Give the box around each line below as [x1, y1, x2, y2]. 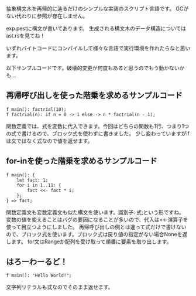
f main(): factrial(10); [6, 106, 67, 113]
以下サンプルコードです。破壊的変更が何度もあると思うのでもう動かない [6, 64, 180, 72]
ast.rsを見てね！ [6, 32, 46, 39]
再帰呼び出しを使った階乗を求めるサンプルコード [6, 90, 183, 101]
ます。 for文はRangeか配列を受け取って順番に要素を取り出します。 [11, 238, 172, 245]
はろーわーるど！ [6, 257, 68, 267]
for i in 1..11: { [16, 182, 61, 188]
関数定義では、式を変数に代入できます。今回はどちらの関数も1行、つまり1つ [6, 123, 189, 130]
